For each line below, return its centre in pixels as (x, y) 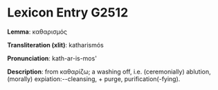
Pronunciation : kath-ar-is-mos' (52, 58)
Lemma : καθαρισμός (37, 32)
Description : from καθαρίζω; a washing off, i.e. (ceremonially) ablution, (109, 71)
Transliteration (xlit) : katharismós (55, 45)
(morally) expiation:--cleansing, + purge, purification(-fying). (94, 79)
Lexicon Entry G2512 (68, 13)
